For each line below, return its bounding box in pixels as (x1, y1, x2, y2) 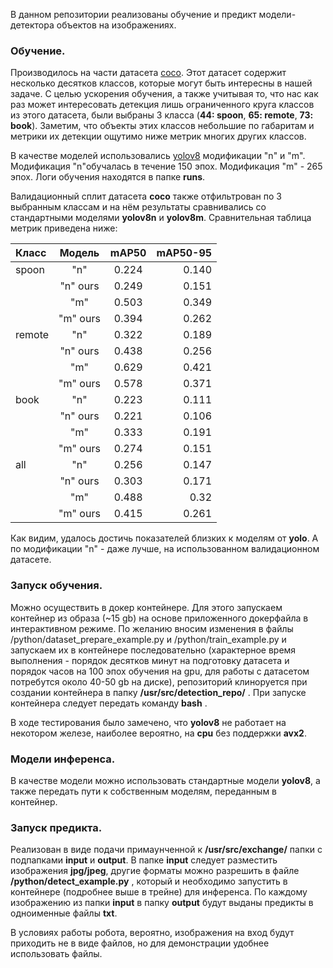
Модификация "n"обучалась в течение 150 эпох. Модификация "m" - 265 (10, 160, 323, 173)
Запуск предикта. (10, 820, 103, 834)
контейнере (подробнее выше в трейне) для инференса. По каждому (10, 886, 308, 898)
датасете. (10, 554, 52, 566)
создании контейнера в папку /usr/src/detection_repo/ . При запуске (10, 686, 307, 698)
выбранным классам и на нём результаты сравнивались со (10, 201, 267, 213)
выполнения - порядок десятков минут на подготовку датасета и (10, 654, 290, 666)
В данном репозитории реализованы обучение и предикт (10, 9, 257, 20)
